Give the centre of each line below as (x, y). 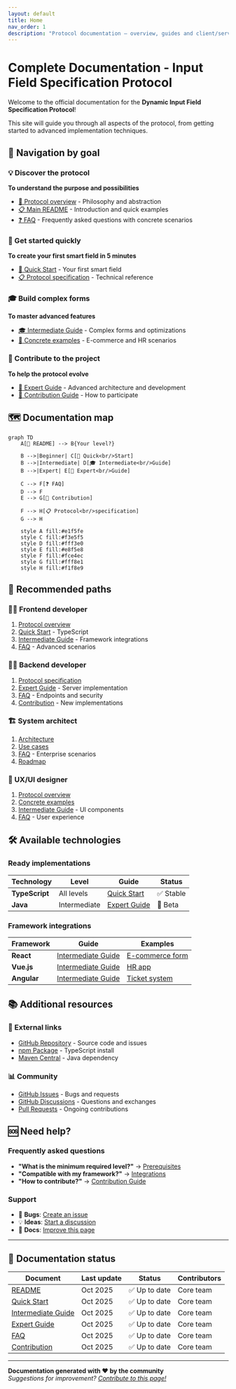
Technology (32, 881)
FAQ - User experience (51, 817)
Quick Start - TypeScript (53, 632)
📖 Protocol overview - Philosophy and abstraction (90, 201)
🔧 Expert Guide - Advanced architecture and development (102, 387)
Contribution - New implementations (70, 703)
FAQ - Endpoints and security (61, 695)
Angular (25, 979)
